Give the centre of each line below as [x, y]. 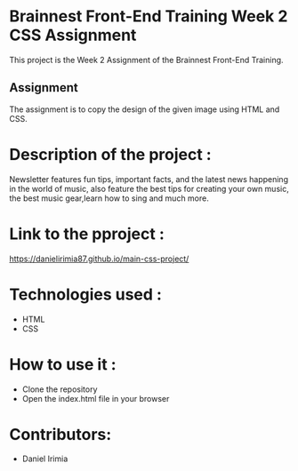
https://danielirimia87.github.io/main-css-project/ [99, 259]
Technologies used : [86, 294]
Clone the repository [60, 389]
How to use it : [63, 364]
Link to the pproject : [87, 234]
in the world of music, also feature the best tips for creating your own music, [149, 188]
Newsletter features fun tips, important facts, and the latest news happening [149, 179]
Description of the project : [110, 154]
